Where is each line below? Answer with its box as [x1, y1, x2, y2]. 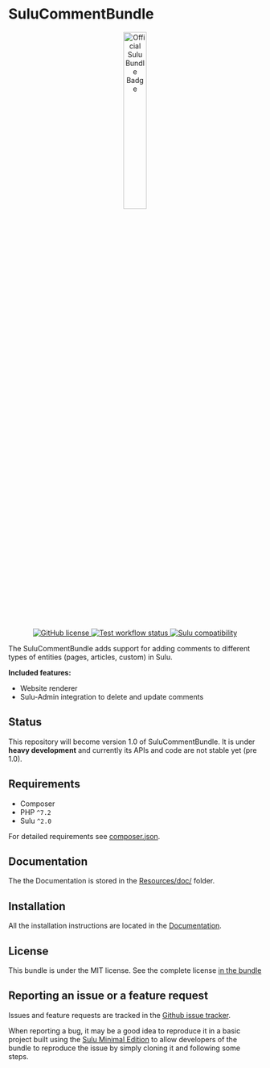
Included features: [8, 667, 72, 677]
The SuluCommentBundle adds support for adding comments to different [8, 643, 251, 653]
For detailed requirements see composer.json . [8, 831, 161, 841]
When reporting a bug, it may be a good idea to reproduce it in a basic [8, 1025, 241, 1036]
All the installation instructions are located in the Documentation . [8, 920, 223, 931]
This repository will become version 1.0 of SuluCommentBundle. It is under [8, 737, 256, 746]
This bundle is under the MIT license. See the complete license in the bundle [8, 966, 262, 975]
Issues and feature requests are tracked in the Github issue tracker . [8, 1010, 231, 1020]
